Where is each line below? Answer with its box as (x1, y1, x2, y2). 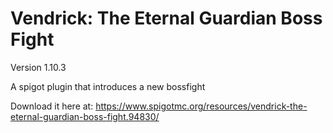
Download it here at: (10, 100, 94, 112)
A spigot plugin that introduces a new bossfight (10, 80, 206, 92)
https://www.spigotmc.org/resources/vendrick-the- (95, 100, 308, 112)
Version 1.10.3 (10, 61, 67, 73)
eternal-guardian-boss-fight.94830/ (10, 110, 160, 122)
